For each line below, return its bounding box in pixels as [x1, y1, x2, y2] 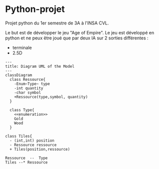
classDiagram [5, 72, 32, 78]
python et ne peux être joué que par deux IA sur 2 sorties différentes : [5, 35, 149, 41]
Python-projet [5, 3, 65, 15]
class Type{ [9, 107, 35, 113]
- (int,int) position [9, 138, 55, 143]
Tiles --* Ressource [5, 160, 48, 165]
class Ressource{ [9, 77, 46, 82]
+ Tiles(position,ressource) [9, 147, 70, 152]
